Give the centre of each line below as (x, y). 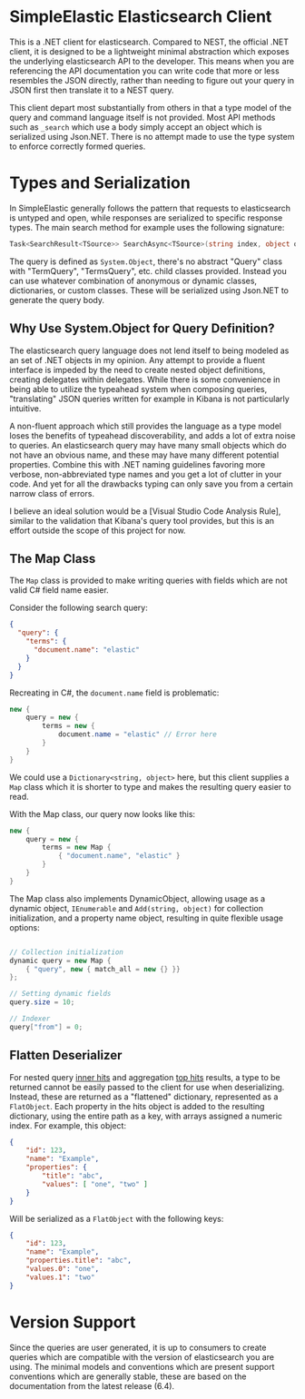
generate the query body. (57, 300)
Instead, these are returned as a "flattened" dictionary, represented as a (144, 1097)
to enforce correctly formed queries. (78, 146)
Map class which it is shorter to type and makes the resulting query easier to (151, 786)
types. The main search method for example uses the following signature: (147, 227)
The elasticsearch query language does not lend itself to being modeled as (149, 350)
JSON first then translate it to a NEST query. (92, 90)
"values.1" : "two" (60, 1277)
